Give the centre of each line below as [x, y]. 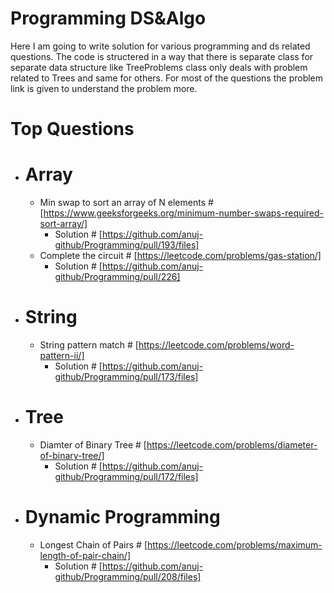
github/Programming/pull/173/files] [126, 376]
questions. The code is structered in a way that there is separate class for [162, 56]
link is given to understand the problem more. [104, 88]
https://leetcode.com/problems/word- [216, 345]
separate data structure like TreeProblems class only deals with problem [159, 67]
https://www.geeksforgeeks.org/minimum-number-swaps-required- [183, 213]
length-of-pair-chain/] [85, 555]
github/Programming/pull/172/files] [126, 476]
